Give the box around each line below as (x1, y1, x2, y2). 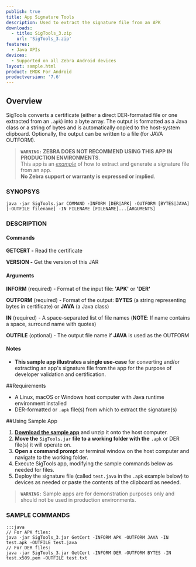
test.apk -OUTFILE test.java (6, 540, 77, 546)
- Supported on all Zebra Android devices (11, 58, 116, 63)
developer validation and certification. (14, 371, 106, 378)
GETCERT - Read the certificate (6, 247, 83, 254)
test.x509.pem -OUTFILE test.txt (6, 555, 88, 561)
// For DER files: (6, 545, 51, 551)
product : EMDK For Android (6, 69, 72, 75)
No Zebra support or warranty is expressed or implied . (20, 173, 156, 180)
